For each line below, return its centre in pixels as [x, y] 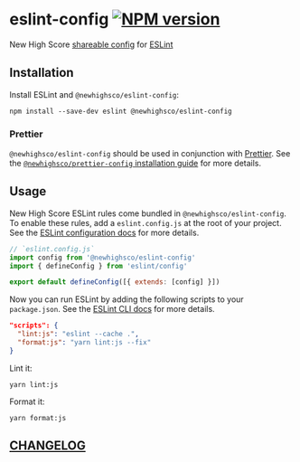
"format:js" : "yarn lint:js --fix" [84, 343]
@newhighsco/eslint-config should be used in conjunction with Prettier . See [150, 154]
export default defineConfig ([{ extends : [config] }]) [115, 282]
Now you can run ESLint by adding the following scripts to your [127, 299]
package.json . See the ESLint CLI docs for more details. [112, 309]
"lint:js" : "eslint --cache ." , [79, 335]
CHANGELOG [47, 446]
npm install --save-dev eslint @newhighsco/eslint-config [121, 111]
